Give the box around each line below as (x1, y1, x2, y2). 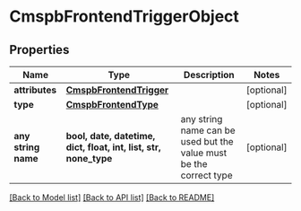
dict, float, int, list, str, (65, 141, 161, 154)
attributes (13, 84, 56, 96)
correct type (180, 169, 233, 181)
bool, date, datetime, (65, 130, 156, 142)
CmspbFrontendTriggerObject (9, 6, 240, 27)
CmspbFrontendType (65, 99, 159, 110)
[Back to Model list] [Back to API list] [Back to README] (9, 192, 215, 203)
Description (183, 69, 235, 81)
